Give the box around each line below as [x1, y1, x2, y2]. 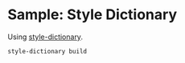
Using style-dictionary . [7, 32, 84, 41]
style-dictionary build [7, 47, 88, 55]
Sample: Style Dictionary [7, 6, 178, 24]
